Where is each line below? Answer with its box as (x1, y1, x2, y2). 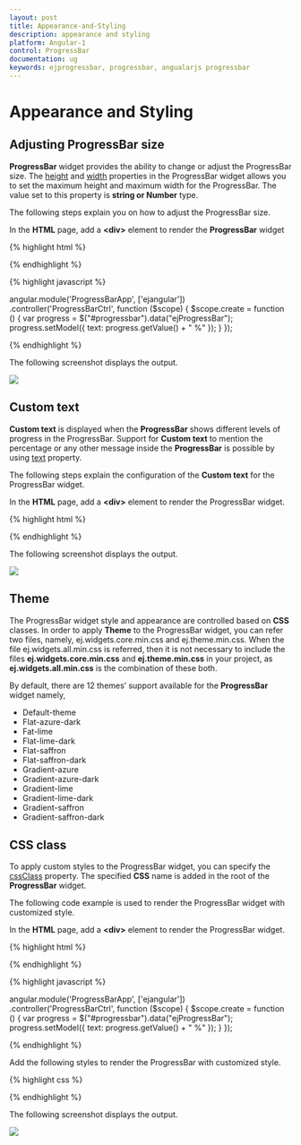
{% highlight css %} (9, 1074, 83, 1085)
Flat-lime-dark (21, 736, 76, 746)
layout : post (9, 13, 58, 22)
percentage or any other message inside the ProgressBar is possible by (9, 443, 275, 453)
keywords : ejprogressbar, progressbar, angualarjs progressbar (9, 64, 251, 73)
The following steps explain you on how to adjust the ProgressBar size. (9, 207, 271, 218)
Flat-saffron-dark (21, 754, 87, 765)
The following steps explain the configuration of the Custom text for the (9, 469, 275, 480)
